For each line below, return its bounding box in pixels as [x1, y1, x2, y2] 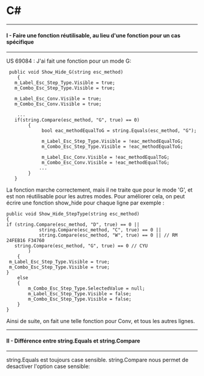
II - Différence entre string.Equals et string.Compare [6, 337, 141, 344]
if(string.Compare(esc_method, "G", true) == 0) [14, 117, 140, 124]
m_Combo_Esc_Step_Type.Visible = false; [28, 296, 132, 302]
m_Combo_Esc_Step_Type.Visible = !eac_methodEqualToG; [41, 144, 183, 150]
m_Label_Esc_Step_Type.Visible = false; [28, 291, 132, 297]
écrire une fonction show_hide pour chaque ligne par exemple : [6, 199, 165, 207]
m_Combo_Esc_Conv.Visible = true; [14, 101, 102, 107]
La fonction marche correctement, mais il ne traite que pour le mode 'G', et [6, 186, 193, 193]
